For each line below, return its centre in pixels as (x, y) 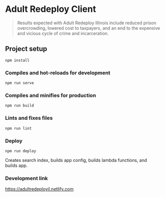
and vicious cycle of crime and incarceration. (63, 33)
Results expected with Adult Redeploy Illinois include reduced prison (87, 23)
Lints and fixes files (29, 118)
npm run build (20, 106)
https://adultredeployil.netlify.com (39, 189)
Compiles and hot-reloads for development (58, 73)
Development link (27, 178)
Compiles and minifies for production (50, 95)
